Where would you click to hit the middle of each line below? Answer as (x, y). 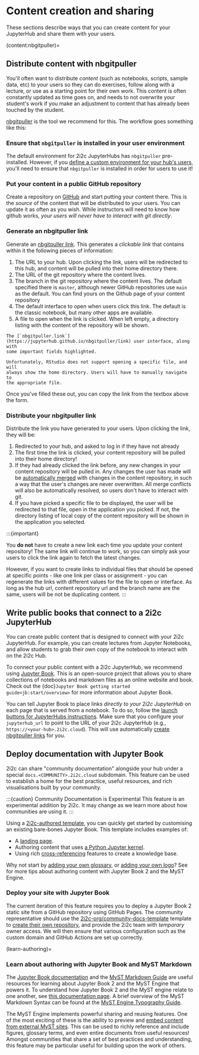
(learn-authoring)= (29, 949)
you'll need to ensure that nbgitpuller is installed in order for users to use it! (99, 169)
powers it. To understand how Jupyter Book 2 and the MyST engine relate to (100, 990)
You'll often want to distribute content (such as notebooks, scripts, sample (97, 78)
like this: (16, 127)
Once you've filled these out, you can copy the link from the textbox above (97, 394)
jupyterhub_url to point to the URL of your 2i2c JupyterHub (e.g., (86, 722)
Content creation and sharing (80, 11)
